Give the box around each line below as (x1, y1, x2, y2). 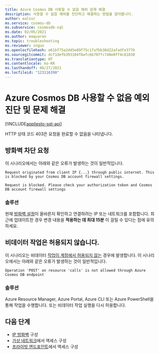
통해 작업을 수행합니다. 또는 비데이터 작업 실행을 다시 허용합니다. (5, 302, 127, 308)
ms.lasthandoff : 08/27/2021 (5, 66, 62, 71)
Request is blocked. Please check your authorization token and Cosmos (5, 183, 152, 187)
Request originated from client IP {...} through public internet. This (5, 170, 155, 175)
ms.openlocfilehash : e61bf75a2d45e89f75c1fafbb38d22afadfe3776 (5, 47, 135, 52)
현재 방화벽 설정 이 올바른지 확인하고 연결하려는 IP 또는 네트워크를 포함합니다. (5, 211, 150, 216)
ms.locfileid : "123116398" (5, 70, 59, 75)
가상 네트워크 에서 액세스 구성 (12, 338, 67, 343)
